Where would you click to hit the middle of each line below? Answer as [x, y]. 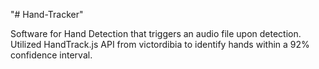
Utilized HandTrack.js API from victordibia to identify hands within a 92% [160, 44]
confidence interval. [51, 55]
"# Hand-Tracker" [47, 14]
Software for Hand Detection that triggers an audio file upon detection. [156, 33]
